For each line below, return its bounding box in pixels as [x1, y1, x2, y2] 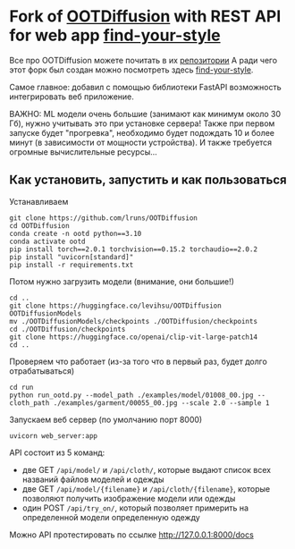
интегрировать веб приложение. [9, 91, 134, 102]
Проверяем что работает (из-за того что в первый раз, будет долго [9, 356, 268, 367]
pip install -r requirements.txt [9, 260, 134, 269]
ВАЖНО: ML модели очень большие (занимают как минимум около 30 [9, 108, 282, 119]
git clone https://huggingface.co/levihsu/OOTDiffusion [9, 301, 222, 310]
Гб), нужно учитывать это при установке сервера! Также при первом [9, 118, 275, 129]
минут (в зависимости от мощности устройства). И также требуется [9, 137, 273, 148]
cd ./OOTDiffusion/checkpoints [9, 325, 126, 334]
